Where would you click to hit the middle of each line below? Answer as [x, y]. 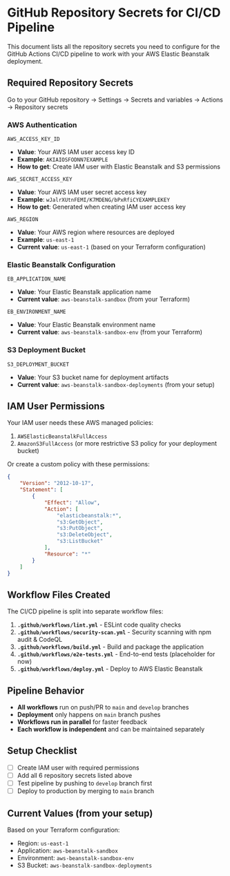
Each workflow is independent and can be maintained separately [111, 730]
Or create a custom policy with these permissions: [78, 464]
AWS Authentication [42, 124]
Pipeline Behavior [46, 691]
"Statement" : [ [41, 490]
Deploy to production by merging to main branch [86, 791]
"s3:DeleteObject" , [84, 535]
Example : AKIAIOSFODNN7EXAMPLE [63, 160]
